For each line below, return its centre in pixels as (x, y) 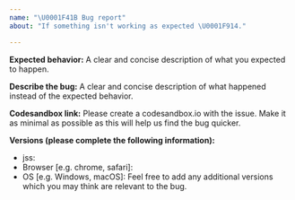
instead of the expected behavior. (71, 96)
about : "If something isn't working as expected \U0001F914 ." (128, 26)
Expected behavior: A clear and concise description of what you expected (147, 59)
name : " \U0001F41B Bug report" (68, 17)
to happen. (29, 69)
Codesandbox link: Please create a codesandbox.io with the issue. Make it (148, 113)
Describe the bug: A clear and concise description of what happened (138, 86)
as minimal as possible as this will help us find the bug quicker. (125, 123)
